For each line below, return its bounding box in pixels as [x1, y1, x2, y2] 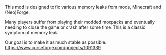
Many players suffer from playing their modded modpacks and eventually [5, 19, 155, 25]
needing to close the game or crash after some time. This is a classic [5, 24, 146, 30]
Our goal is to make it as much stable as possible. [5, 39, 107, 45]
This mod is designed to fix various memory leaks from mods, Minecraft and [5, 4, 161, 10]
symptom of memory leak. [5, 30, 59, 35]
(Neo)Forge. [5, 9, 30, 15]
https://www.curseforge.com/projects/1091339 [5, 45, 101, 50]
